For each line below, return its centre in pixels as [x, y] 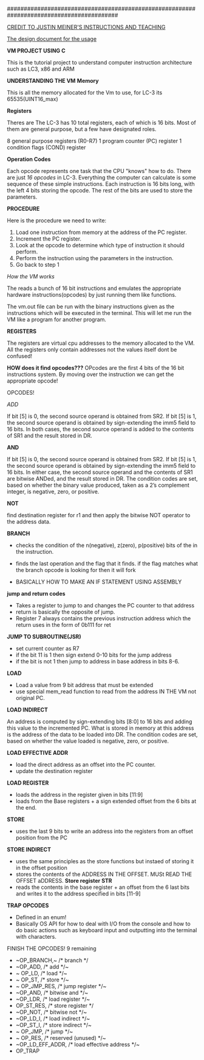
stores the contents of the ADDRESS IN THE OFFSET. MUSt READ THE [104, 874]
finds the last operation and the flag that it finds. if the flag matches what [107, 564]
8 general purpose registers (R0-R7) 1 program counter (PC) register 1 [94, 141]
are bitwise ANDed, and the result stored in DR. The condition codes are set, [102, 479]
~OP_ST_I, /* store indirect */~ [53, 1025]
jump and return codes [36, 594]
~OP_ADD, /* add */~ [42, 967]
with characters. [36, 937]
